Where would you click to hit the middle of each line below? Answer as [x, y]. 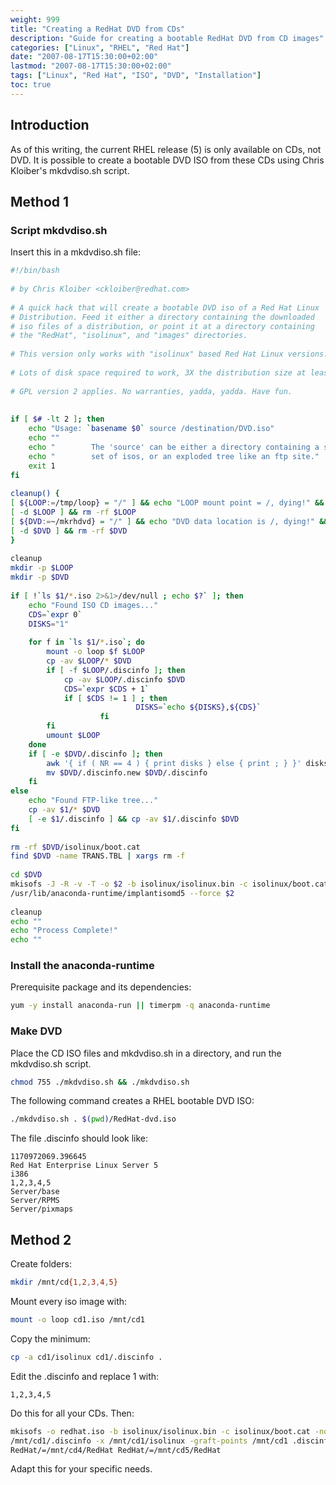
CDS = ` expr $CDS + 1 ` [106, 689]
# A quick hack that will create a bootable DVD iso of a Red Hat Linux [165, 307]
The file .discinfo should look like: [79, 1138]
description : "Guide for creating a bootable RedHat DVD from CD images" [167, 38]
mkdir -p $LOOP [42, 568]
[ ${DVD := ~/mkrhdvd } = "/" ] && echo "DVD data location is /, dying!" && [169, 521]
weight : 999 [35, 19]
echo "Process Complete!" [64, 931]
